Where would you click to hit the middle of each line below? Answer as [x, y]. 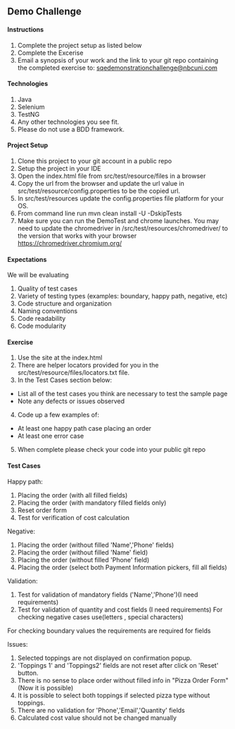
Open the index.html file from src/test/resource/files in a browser [112, 176]
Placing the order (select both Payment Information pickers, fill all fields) [122, 567]
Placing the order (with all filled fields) [72, 495]
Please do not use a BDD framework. [71, 129]
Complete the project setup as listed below [80, 45]
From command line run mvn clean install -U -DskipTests [100, 213]
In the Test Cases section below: [65, 380]
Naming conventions [47, 311]
